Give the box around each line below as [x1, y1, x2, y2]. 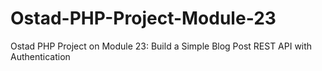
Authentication [10, 50, 71, 62]
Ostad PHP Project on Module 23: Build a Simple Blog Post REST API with [10, 40, 313, 52]
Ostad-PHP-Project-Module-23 [10, 7, 277, 30]
